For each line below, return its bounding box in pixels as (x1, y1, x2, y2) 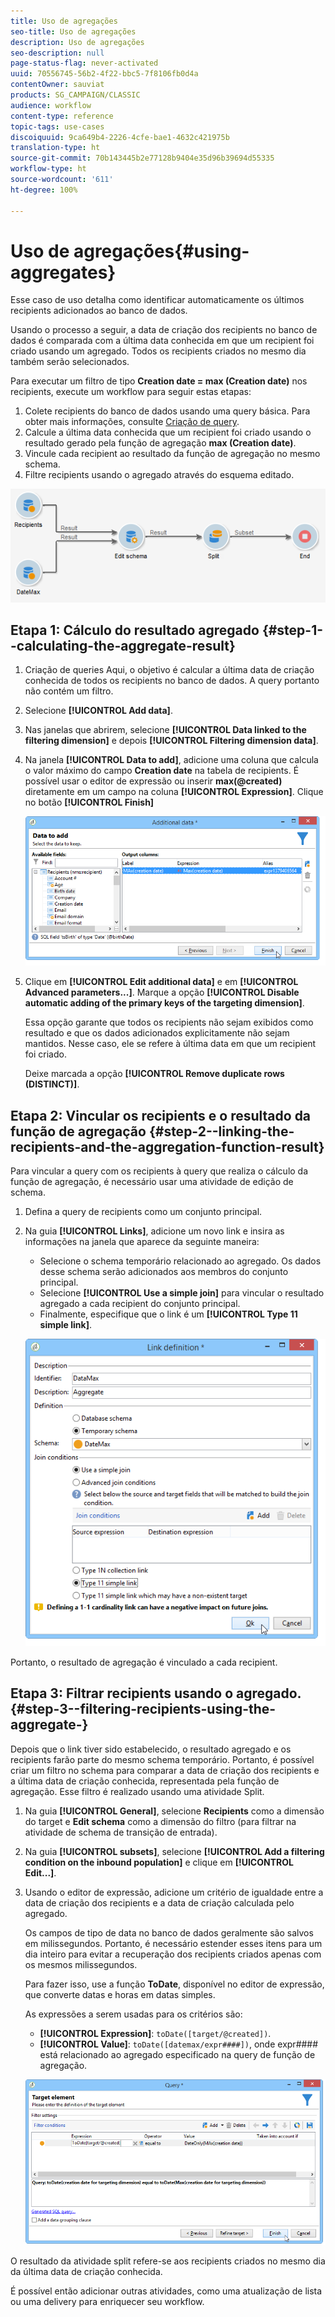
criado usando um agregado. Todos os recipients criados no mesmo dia (10, 345, 307, 357)
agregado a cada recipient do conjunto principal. (39, 1298, 241, 1310)
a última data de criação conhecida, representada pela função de (10, 1775, 280, 1787)
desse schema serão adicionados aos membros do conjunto (39, 1266, 289, 1278)
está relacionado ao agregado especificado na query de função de (39, 2048, 316, 2060)
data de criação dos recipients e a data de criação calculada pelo (24, 1896, 295, 1909)
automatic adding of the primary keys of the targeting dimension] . (24, 997, 305, 1009)
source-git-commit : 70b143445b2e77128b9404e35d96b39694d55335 (10, 153, 275, 164)
